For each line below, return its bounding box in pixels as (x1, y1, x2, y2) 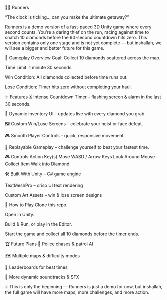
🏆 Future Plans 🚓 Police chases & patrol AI (5, 241, 93, 247)
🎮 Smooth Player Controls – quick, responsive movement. (5, 133, 125, 138)
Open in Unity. (5, 212, 35, 217)
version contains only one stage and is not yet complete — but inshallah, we (5, 40, 162, 46)
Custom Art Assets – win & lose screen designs (5, 192, 102, 198)
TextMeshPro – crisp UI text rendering (5, 182, 83, 188)
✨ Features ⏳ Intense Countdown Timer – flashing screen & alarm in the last (5, 94, 161, 100)
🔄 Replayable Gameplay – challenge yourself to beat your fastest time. (5, 144, 149, 150)
